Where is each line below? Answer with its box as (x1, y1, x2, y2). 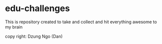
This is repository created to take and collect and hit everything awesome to (5, 19, 157, 25)
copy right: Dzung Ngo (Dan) (5, 33, 63, 39)
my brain (5, 24, 23, 29)
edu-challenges (5, 3, 70, 14)
